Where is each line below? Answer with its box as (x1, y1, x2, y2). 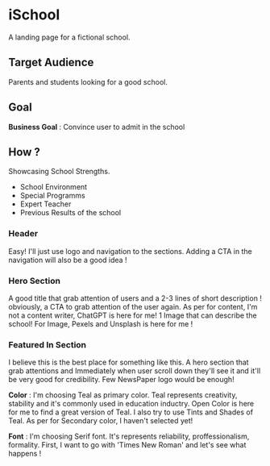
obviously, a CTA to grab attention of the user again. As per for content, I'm (8, 302, 258, 311)
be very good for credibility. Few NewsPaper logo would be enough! (8, 375, 235, 385)
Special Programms (19, 191, 86, 201)
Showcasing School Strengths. (8, 167, 110, 177)
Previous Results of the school (19, 208, 122, 218)
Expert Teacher (19, 199, 72, 209)
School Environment (19, 182, 87, 192)
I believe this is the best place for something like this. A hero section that (8, 357, 249, 368)
